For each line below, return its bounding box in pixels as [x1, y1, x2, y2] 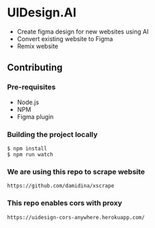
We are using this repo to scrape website [7, 166, 145, 176]
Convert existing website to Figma [16, 34, 113, 42]
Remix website [16, 42, 59, 50]
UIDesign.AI [7, 5, 76, 21]
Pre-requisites [7, 82, 56, 92]
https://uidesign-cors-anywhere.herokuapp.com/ [7, 214, 145, 220]
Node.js [16, 98, 40, 106]
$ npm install [7, 145, 48, 152]
